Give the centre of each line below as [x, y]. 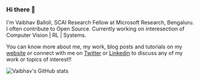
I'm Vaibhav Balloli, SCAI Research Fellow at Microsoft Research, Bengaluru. [100, 23]
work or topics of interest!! [39, 60]
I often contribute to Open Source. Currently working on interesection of [95, 29]
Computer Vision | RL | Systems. [46, 35]
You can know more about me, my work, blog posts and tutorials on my [94, 47]
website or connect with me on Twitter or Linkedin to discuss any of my [95, 53]
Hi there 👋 [21, 10]
